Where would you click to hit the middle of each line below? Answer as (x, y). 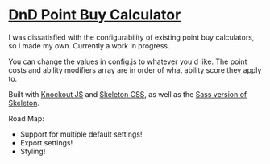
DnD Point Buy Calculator (95, 15)
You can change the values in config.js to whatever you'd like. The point (128, 61)
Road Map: (26, 118)
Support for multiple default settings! (81, 134)
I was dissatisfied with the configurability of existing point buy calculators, (131, 37)
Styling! (33, 151)
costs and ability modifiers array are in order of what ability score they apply (135, 69)
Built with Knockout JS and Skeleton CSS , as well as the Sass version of (128, 94)
